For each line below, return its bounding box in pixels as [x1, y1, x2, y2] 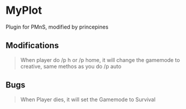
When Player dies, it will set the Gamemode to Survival [20, 96, 156, 103]
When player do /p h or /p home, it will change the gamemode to [20, 56, 181, 63]
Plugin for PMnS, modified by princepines [5, 23, 109, 30]
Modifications [5, 41, 59, 51]
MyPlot [5, 4, 43, 17]
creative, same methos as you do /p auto [20, 63, 122, 70]
